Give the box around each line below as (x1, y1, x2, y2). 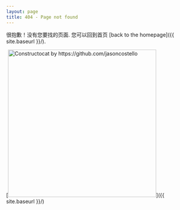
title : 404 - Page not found (6, 14, 78, 20)
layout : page (6, 8, 38, 15)
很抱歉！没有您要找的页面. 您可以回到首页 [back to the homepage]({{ (6, 31, 175, 38)
